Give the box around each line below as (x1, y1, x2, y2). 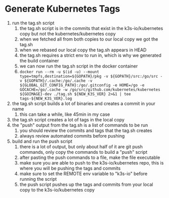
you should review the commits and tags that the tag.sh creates (19, 127, 152, 134)
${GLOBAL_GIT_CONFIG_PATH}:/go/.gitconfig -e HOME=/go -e (19, 82, 145, 88)
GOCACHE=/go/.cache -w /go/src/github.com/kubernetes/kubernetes (19, 87, 160, 92)
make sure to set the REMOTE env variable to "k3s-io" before (19, 171, 148, 177)
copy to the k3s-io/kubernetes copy (19, 186, 95, 193)
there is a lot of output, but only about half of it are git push (19, 143, 143, 150)
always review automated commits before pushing (19, 133, 125, 139)
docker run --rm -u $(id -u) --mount (19, 69, 100, 74)
